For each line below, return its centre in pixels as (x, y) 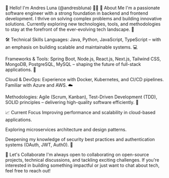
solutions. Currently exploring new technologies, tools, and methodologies (83, 24)
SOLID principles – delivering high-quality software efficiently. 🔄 (72, 102)
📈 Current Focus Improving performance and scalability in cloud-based (80, 112)
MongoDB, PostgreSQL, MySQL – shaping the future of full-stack (73, 64)
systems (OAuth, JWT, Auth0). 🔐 (39, 145)
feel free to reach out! (28, 171)
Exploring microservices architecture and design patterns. (66, 130)
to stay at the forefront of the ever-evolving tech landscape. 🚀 (70, 29)
